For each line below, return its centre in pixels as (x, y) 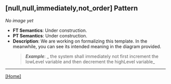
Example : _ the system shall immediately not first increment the (92, 56)
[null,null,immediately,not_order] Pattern (72, 8)
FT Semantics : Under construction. (50, 30)
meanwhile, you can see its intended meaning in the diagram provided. (87, 46)
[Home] (13, 76)
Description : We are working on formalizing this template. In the (80, 41)
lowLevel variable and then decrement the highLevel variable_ (90, 61)
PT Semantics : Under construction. (50, 35)
